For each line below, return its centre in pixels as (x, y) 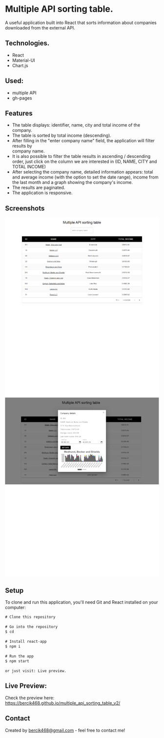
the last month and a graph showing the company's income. (72, 182)
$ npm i (13, 646)
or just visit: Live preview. (36, 671)
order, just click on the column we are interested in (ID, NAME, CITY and (84, 162)
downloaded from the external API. (40, 27)
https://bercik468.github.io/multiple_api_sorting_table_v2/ (63, 703)
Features (19, 113)
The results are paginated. (39, 188)
